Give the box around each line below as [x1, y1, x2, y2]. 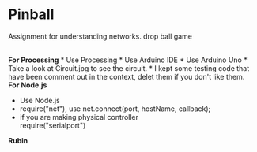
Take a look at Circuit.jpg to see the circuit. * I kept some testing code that [8, 63, 250, 72]
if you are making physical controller [19, 112, 139, 121]
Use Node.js [19, 95, 61, 105]
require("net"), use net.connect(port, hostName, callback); [19, 104, 211, 113]
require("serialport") [19, 120, 86, 130]
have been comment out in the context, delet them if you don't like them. [8, 72, 245, 81]
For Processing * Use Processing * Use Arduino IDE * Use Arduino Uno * [8, 55, 248, 65]
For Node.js [8, 80, 47, 90]
